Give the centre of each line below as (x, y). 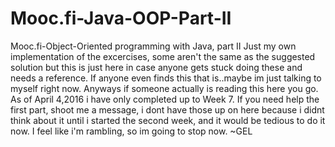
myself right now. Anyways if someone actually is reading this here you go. (164, 88)
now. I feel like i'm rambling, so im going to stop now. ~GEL (131, 131)
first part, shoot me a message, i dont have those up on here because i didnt (167, 109)
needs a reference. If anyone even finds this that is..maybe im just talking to (166, 78)
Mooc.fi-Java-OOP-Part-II (121, 18)
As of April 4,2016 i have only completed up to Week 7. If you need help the (165, 99)
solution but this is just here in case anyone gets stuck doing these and (156, 67)
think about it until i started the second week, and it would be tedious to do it (168, 120)
